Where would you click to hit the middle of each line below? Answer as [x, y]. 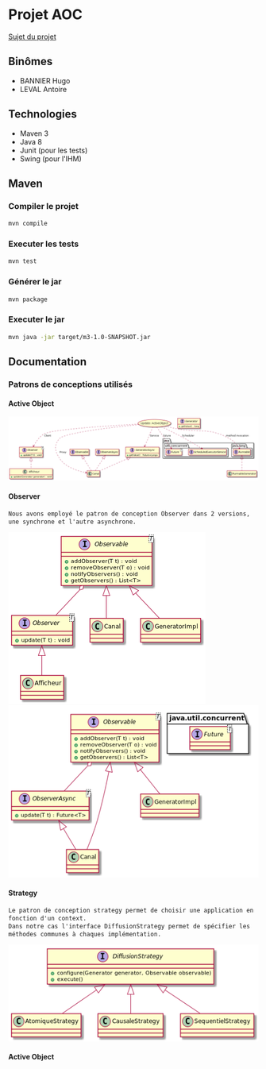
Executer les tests [44, 244]
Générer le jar [35, 282]
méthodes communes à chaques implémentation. [85, 935]
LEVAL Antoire [43, 89]
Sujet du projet [33, 37]
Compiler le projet [44, 206]
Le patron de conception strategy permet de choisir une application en [131, 911]
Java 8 [31, 141]
